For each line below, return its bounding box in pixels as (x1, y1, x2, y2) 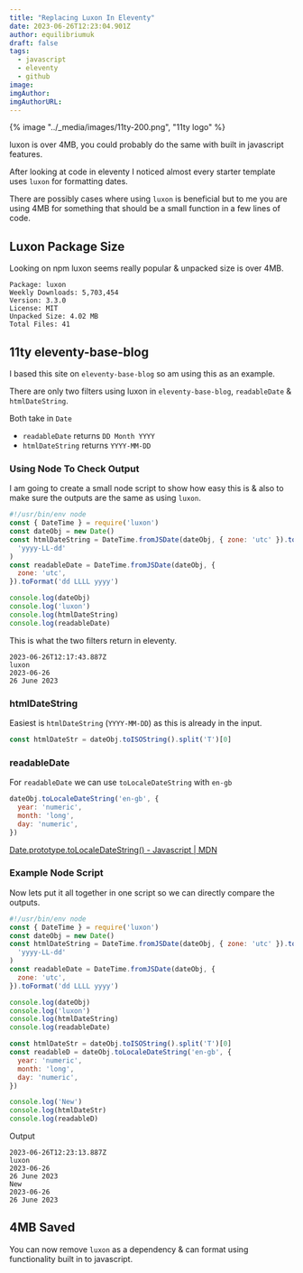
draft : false (9, 38, 59, 48)
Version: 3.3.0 (9, 296, 67, 305)
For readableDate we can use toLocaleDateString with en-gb (9, 777, 233, 788)
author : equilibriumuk (9, 30, 95, 39)
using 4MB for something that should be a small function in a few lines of (9, 203, 281, 214)
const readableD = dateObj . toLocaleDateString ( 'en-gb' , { (9, 1048, 232, 1057)
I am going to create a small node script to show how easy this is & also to (9, 483, 284, 494)
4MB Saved (9, 1220, 76, 1235)
